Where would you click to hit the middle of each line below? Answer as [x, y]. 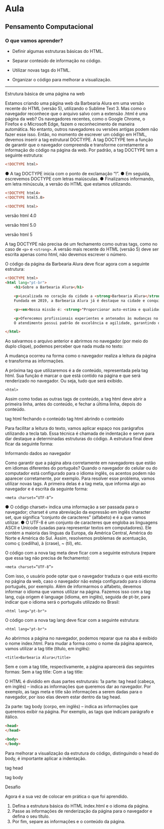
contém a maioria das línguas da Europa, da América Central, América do [79, 533]
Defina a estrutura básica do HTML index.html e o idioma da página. [81, 805]
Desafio [13, 787]
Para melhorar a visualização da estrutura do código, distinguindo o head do [82, 753]
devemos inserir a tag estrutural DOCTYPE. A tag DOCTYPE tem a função [79, 140]
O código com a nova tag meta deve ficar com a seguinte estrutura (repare [80, 553]
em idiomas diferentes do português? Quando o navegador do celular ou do [81, 468]
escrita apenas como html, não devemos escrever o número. [66, 255]
